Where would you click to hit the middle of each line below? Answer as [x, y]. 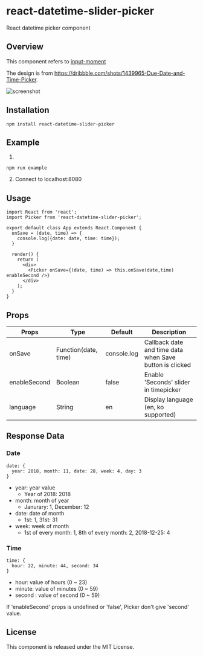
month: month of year [42, 500]
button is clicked [168, 365]
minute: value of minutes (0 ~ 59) [56, 588]
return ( [28, 260]
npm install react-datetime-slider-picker [60, 124]
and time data [163, 350]
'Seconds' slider [167, 382]
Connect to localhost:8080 [48, 179]
